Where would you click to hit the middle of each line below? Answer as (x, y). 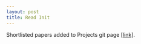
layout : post (23, 12)
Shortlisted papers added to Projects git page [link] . (70, 34)
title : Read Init (28, 17)
